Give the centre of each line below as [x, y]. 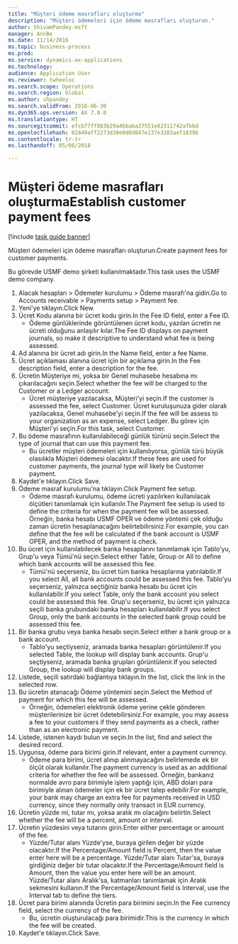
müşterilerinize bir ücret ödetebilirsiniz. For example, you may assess [129, 715]
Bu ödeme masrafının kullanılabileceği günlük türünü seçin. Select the [119, 436]
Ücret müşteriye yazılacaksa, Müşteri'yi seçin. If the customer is [121, 398]
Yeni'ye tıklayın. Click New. [56, 308]
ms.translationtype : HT [43, 119]
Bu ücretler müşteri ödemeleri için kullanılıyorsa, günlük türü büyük [126, 451]
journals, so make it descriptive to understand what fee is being [121, 338]
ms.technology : [30, 67]
